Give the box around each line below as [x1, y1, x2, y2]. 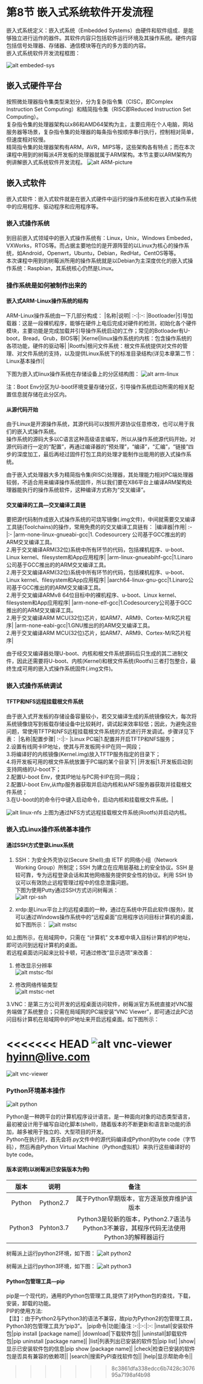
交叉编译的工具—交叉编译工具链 [6, 501, 86, 508]
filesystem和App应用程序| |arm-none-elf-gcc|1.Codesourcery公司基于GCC [6, 599, 192, 607]
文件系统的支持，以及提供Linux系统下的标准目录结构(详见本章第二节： [22, 350, 196, 357]
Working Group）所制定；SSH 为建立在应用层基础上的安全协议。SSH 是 [14, 863, 194, 871]
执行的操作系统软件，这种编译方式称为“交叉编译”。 [22, 486, 149, 494]
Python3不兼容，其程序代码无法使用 [83, 1224, 186, 1233]
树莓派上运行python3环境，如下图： [6, 1263, 96, 1270]
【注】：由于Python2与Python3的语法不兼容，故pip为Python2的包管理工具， [6, 1315, 196, 1322]
